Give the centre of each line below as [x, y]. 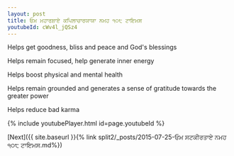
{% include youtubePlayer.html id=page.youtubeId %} [86, 123]
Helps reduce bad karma [44, 110]
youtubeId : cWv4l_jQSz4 [43, 27]
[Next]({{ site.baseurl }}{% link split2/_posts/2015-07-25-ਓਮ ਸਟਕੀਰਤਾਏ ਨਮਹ [117, 137]
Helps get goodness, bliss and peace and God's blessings [92, 48]
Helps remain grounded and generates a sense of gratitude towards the [112, 89]
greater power [28, 96]
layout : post [27, 14]
